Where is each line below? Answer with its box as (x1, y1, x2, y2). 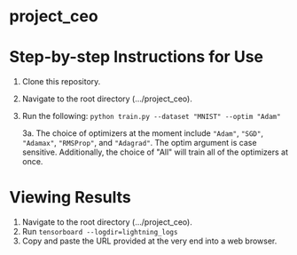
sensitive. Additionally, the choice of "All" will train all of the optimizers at (21, 147, 289, 157)
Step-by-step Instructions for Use (9, 47, 264, 68)
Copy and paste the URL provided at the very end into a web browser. (21, 235, 277, 246)
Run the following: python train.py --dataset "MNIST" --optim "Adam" (21, 111, 281, 122)
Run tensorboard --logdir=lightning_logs (21, 227, 178, 237)
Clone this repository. (21, 76, 101, 87)
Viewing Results (9, 187, 131, 208)
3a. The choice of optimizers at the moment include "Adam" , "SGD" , (21, 128, 264, 139)
